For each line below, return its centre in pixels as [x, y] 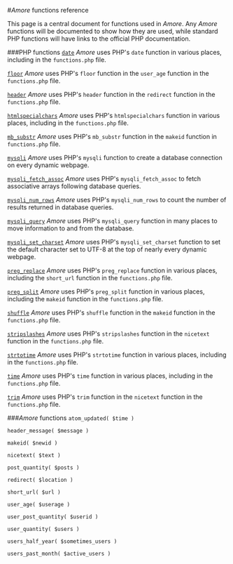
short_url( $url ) [34, 492]
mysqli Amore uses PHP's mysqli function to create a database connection [115, 158]
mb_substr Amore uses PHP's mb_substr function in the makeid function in [112, 137]
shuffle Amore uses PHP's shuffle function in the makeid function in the [111, 313]
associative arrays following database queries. [74, 186]
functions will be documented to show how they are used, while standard [113, 31]
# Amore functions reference [48, 10]
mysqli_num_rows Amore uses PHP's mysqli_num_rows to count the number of [117, 200]
